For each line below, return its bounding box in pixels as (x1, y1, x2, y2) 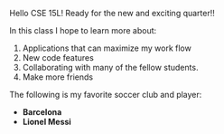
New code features (22, 53, 95, 62)
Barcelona (22, 107, 62, 117)
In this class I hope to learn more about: (9, 25, 157, 35)
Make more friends (22, 72, 93, 82)
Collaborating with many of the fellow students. (22, 62, 199, 72)
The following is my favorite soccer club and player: (9, 90, 202, 100)
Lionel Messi (22, 117, 72, 127)
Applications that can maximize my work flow (22, 43, 191, 53)
